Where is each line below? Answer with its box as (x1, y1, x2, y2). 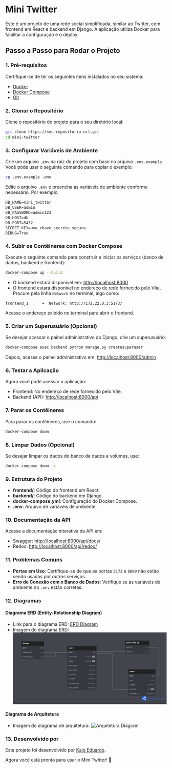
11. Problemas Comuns (5, 556, 63, 563)
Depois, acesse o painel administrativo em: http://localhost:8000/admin (5, 354, 156, 360)
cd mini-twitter (5, 134, 40, 140)
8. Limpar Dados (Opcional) (5, 441, 75, 448)
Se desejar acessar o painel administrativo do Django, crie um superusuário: (5, 334, 166, 341)
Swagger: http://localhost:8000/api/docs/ (12, 538, 101, 544)
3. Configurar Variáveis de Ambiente (5, 147, 98, 154)
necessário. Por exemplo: (5, 189, 59, 195)
